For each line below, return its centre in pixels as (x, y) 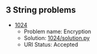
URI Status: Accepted (51, 44)
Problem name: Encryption (57, 31)
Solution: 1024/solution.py (57, 38)
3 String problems (41, 10)
